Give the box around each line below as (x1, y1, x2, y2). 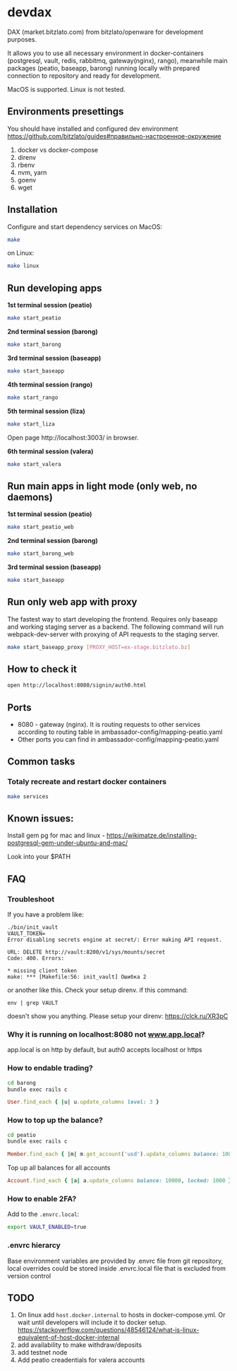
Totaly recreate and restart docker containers (7, 777, 167, 787)
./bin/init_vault (7, 924, 59, 931)
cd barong (7, 1079, 37, 1086)
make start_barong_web (7, 550, 74, 557)
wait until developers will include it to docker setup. (17, 1318, 167, 1326)
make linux (7, 262, 39, 269)
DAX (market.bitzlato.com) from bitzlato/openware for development (7, 28, 204, 36)
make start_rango (7, 394, 59, 401)
